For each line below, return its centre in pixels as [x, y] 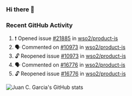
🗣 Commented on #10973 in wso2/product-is [70, 47]
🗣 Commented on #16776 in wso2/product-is [70, 65]
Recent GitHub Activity [40, 25]
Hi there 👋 [21, 9]
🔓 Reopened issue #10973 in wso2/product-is [70, 56]
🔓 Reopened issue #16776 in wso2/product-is [70, 74]
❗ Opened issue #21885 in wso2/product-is [66, 38]
